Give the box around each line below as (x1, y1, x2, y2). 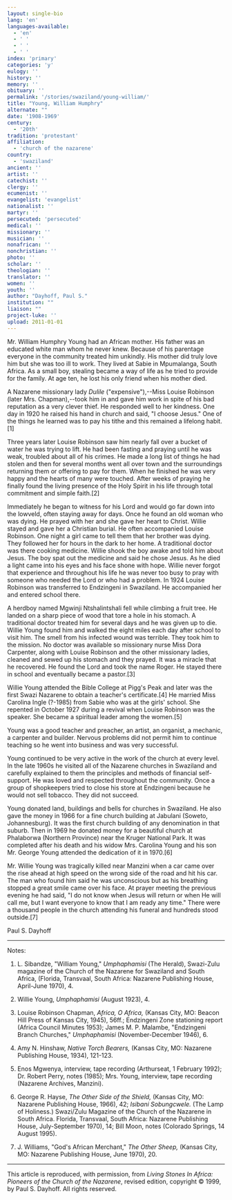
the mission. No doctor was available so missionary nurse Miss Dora (7, 640, 202, 649)
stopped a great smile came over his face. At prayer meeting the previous (7, 884, 216, 892)
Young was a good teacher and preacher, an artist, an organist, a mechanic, (7, 726, 223, 734)
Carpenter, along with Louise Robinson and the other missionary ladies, (7, 647, 211, 656)
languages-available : (7, 23, 70, 30)
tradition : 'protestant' (7, 132, 79, 139)
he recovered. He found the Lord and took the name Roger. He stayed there (7, 663, 222, 671)
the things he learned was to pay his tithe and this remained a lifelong (7, 417, 205, 425)
